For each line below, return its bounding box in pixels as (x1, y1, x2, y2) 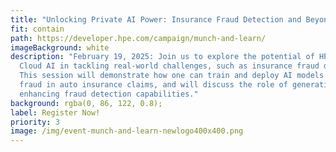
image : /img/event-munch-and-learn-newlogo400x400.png (10, 126, 244, 136)
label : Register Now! (10, 107, 101, 118)
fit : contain (10, 24, 65, 34)
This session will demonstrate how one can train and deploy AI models (19, 71, 325, 81)
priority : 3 (10, 117, 60, 127)
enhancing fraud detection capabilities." (19, 89, 199, 99)
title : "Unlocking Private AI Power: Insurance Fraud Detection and (10, 14, 302, 25)
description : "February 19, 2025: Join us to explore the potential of (10, 52, 315, 62)
